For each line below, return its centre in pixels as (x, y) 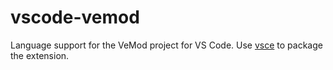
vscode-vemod (75, 17)
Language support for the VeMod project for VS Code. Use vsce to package (166, 45)
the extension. (40, 55)
